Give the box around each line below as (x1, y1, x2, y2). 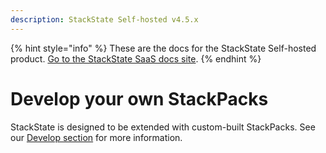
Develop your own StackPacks (10, 87, 269, 110)
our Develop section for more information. (10, 131, 183, 143)
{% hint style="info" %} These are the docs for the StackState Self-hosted (10, 42, 317, 54)
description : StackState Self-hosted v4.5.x (10, 14, 199, 25)
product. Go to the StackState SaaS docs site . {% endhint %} (10, 52, 262, 65)
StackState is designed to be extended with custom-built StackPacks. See (10, 121, 316, 133)
